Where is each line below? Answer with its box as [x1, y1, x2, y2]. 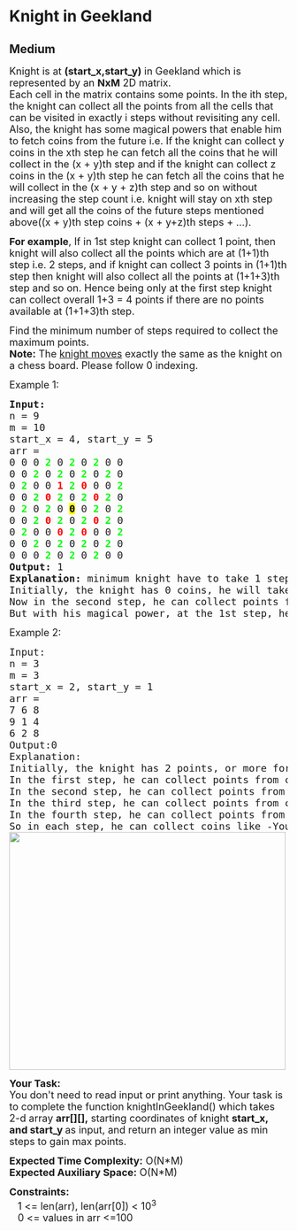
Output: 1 [9, 560, 64, 573]
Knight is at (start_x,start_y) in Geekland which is [9, 65, 241, 77]
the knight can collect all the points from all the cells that [9, 100, 274, 112]
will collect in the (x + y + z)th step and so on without [9, 181, 258, 194]
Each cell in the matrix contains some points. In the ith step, [9, 88, 288, 101]
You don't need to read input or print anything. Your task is [9, 1089, 284, 1101]
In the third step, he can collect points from [9, 796, 279, 809]
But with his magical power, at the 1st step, [9, 607, 273, 619]
